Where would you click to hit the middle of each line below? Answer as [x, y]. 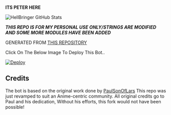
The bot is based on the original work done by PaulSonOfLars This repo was [86, 90]
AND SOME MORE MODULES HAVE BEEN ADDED [58, 32]
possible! [15, 107]
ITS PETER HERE [23, 7]
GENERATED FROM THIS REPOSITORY [46, 42]
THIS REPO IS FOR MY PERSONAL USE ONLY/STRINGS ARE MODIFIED [81, 27]
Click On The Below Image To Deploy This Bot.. [55, 52]
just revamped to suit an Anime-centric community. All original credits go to [85, 96]
